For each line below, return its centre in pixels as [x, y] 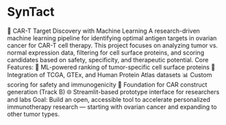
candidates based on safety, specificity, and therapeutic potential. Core [108, 59]
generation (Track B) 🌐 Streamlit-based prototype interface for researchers [113, 92]
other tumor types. [34, 114]
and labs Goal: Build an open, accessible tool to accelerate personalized [109, 99]
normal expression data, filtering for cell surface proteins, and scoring [105, 53]
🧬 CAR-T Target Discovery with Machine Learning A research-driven [104, 31]
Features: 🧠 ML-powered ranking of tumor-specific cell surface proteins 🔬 [111, 67]
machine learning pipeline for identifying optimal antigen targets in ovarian [112, 38]
